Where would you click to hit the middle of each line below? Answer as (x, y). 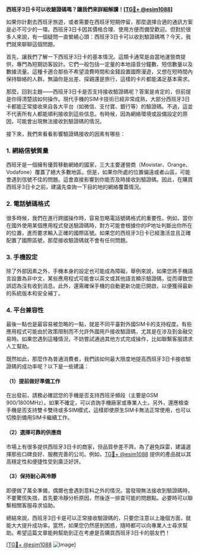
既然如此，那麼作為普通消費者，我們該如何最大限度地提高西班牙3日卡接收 (96, 359)
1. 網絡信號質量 (28, 151)
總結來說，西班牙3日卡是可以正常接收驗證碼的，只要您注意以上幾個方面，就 (99, 518)
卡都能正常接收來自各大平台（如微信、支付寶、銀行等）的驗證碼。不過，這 (97, 106)
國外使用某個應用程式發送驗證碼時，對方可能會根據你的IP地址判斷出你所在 (102, 225)
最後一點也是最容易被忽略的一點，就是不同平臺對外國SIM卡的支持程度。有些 (99, 324)
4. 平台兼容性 (25, 310)
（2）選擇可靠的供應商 (34, 432)
